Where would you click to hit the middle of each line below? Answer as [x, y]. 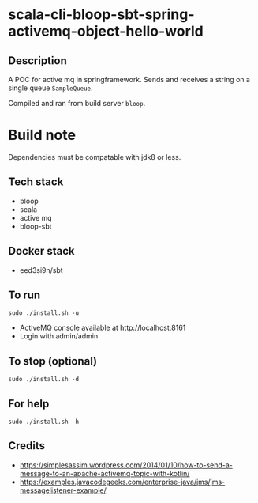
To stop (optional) [52, 361]
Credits [27, 446]
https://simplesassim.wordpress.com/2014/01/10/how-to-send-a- [126, 465]
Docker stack [41, 251]
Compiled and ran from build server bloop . [77, 103]
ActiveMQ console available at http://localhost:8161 [103, 328]
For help [29, 404]
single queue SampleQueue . [50, 88]
